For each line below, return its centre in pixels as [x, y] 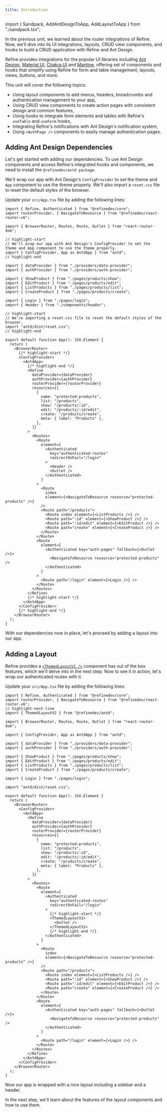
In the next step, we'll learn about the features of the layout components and [84, 1100]
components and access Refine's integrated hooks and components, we [80, 165]
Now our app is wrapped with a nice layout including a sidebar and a [76, 1085]
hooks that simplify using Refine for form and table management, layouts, [81, 70]
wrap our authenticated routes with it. [44, 677]
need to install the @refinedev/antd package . [50, 170]
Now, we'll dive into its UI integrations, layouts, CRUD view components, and [83, 44]
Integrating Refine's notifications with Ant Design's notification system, [85, 126]
